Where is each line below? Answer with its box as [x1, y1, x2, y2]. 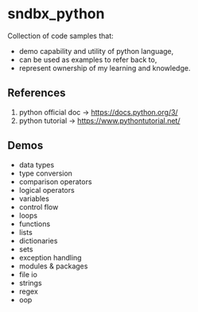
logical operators [18, 185, 75, 195]
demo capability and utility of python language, [18, 46, 174, 56]
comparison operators [18, 176, 92, 187]
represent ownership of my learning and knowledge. [18, 63, 191, 72]
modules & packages [18, 261, 88, 271]
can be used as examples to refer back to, [18, 55, 157, 64]
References [7, 87, 66, 100]
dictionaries [18, 236, 58, 245]
